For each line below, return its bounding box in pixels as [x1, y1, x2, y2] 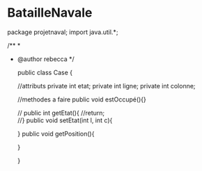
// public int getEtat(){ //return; [17, 108, 105, 117]
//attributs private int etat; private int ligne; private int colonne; [17, 81, 196, 90]
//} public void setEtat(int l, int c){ [17, 116, 113, 124]
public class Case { [17, 68, 73, 76]
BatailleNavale [7, 5, 93, 21]
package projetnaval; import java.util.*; [7, 28, 118, 36]
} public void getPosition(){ [17, 129, 95, 138]
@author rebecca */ [17, 54, 75, 63]
